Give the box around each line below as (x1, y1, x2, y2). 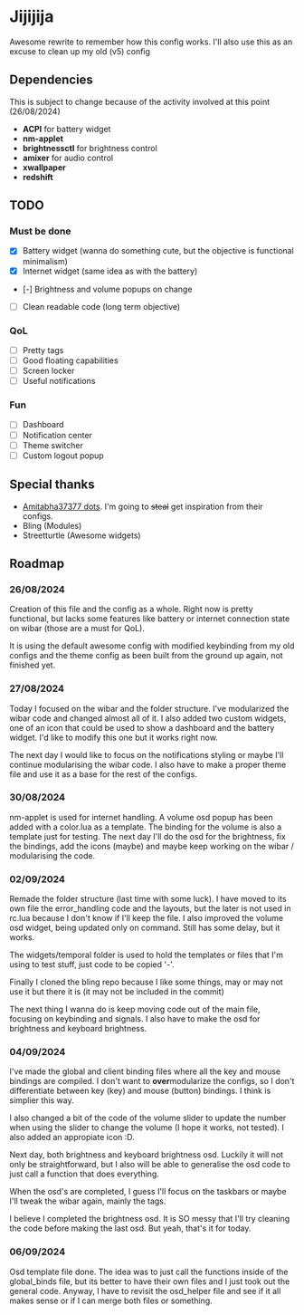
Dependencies (9, 72, 93, 88)
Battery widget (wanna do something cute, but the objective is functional (22, 245, 294, 256)
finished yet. (9, 659, 56, 671)
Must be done (9, 225, 71, 237)
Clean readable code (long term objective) (22, 301, 181, 312)
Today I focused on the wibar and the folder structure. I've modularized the (9, 703, 290, 714)
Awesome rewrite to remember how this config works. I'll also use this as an (9, 36, 293, 47)
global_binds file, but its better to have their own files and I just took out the (9, 1275, 290, 1287)
